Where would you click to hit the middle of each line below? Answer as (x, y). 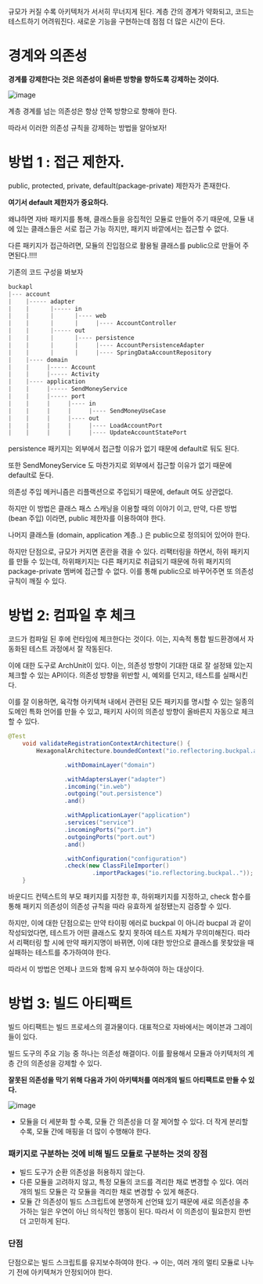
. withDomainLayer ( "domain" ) (110, 765)
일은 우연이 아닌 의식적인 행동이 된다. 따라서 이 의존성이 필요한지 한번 (146, 1212)
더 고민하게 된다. (45, 1221)
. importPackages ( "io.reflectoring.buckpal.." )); (173, 874)
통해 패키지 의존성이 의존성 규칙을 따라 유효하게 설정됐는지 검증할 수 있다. (120, 906)
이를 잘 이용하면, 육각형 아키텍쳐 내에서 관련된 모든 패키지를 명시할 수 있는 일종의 (131, 702)
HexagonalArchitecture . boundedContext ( (101, 751)
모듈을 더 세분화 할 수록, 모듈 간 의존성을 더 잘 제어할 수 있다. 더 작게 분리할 (134, 1122)
